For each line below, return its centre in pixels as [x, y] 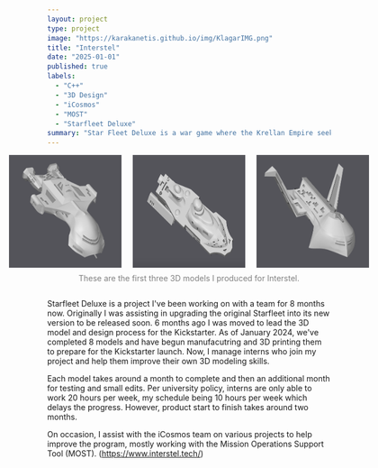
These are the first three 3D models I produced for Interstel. [189, 279]
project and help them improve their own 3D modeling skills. [158, 362]
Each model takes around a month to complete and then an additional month [189, 379]
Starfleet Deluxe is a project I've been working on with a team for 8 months [186, 304]
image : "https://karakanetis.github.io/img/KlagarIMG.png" [160, 38]
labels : [62, 77]
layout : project [77, 19]
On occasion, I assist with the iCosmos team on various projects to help [180, 435]
